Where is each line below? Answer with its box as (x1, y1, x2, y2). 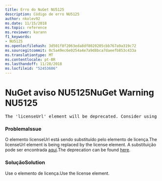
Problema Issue (5, 125, 41, 132)
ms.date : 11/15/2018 (5, 20, 47, 26)
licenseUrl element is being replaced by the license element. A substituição (5, 142, 156, 148)
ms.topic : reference (5, 25, 47, 30)
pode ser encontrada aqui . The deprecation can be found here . (5, 147, 131, 153)
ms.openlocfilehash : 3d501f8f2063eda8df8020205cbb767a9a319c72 (5, 43, 137, 48)
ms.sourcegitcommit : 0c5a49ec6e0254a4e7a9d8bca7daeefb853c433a (5, 48, 137, 53)
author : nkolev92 (5, 16, 40, 21)
